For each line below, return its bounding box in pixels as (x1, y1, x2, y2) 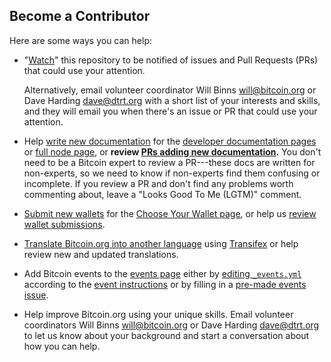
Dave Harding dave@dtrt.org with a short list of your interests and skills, (23, 94, 321, 106)
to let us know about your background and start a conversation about (23, 329, 310, 341)
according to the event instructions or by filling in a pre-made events (23, 278, 307, 290)
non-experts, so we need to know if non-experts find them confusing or (23, 167, 321, 179)
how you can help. (23, 340, 101, 352)
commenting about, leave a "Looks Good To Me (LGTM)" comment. (23, 188, 302, 200)
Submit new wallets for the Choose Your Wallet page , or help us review (23, 207, 317, 219)
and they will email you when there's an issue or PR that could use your (23, 105, 318, 117)
